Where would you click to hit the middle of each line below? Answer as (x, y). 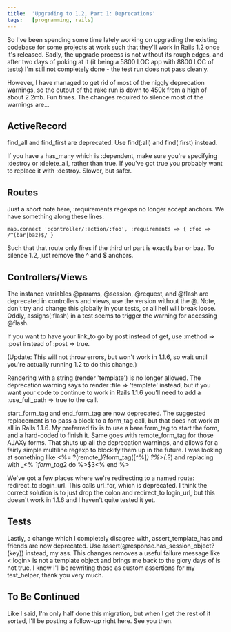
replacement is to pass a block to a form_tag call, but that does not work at (113, 420)
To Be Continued (44, 597)
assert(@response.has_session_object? (159, 546)
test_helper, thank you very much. (56, 575)
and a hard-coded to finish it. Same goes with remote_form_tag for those (110, 435)
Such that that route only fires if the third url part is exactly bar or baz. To (111, 248)
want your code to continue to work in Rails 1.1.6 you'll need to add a (104, 392)
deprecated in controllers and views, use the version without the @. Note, (111, 300)
